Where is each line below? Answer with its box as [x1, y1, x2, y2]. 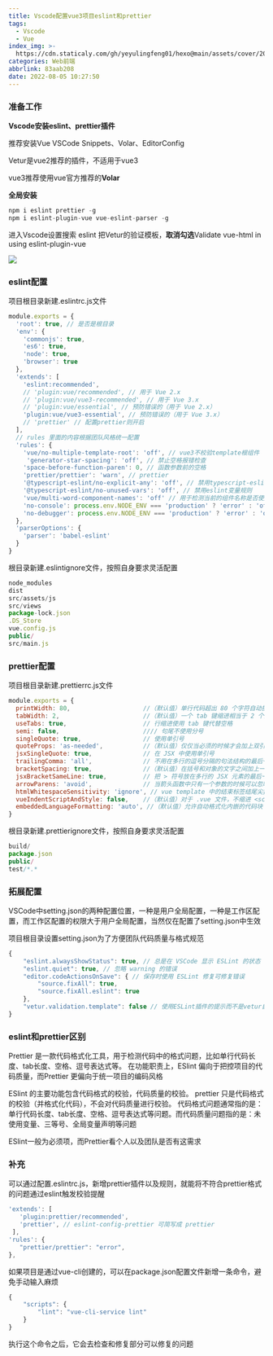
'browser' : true [23, 358, 79, 366]
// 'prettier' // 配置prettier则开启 [23, 419, 145, 427]
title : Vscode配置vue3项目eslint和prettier [8, 11, 152, 20]
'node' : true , [23, 350, 71, 358]
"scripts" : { [23, 1301, 67, 1309]
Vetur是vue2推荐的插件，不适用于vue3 [8, 156, 139, 165]
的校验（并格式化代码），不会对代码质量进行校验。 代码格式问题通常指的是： [8, 1099, 263, 1108]
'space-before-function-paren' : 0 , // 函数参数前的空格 [23, 463, 206, 472]
